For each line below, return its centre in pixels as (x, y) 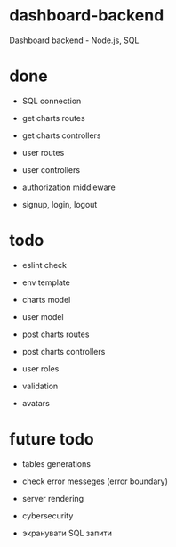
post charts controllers (64, 351)
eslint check (44, 265)
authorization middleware (68, 187)
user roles (40, 368)
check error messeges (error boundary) (95, 481)
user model (43, 316)
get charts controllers (61, 135)
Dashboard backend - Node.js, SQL (74, 40)
